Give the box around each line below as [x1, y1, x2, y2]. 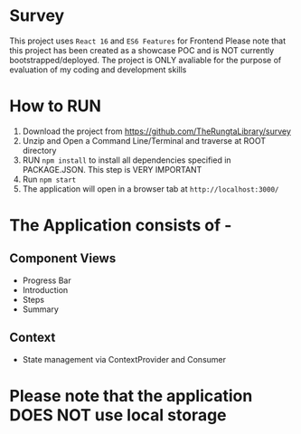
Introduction [22, 284, 69, 295]
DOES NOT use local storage [9, 404, 228, 425]
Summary [22, 304, 59, 315]
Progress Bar [22, 275, 71, 286]
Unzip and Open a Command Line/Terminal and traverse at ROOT [22, 135, 267, 146]
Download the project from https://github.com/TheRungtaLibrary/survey [22, 126, 292, 137]
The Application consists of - [9, 215, 232, 236]
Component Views [9, 250, 117, 267]
